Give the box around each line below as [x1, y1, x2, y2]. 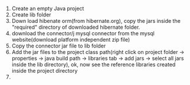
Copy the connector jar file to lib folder [11, 42, 106, 49]
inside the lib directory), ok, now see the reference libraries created [11, 61, 176, 68]
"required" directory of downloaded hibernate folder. [11, 23, 140, 30]
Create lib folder [11, 11, 51, 18]
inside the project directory [11, 67, 78, 74]
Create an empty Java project [11, 5, 84, 12]
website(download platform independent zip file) [11, 36, 130, 43]
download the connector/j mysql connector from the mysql [11, 30, 155, 37]
